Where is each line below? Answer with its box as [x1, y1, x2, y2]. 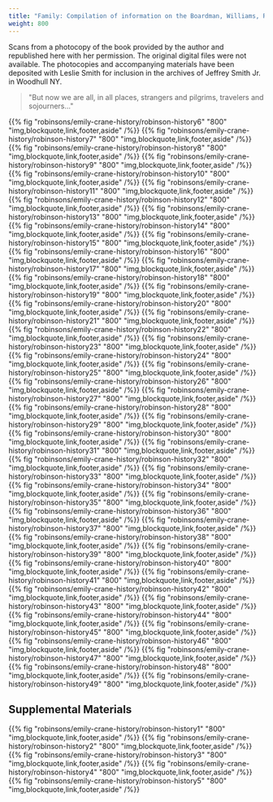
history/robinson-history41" [8, 575, 100, 585]
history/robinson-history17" [8, 264, 100, 274]
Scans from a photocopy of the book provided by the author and [8, 42, 224, 51]
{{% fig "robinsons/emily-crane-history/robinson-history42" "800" [8, 584, 232, 594]
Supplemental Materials [8, 702, 132, 717]
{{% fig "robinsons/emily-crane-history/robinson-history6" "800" [8, 116, 227, 126]
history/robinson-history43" [8, 601, 102, 611]
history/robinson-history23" [8, 341, 102, 351]
